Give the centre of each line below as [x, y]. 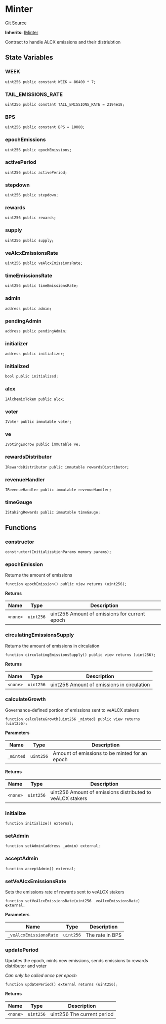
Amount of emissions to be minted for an [100, 753]
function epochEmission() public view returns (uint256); [66, 584]
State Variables [29, 58]
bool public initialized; [32, 376]
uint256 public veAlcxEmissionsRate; [44, 263]
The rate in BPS [104, 935]
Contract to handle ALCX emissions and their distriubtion [63, 42]
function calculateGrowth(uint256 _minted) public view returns [73, 719]
